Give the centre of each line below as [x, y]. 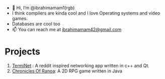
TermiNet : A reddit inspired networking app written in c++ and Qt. [80, 65]
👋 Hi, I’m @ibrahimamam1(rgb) [43, 8]
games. [20, 18]
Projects [23, 52]
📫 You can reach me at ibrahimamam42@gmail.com [67, 29]
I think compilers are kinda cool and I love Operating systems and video [86, 13]
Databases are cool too [36, 24]
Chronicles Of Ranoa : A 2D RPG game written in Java [67, 71]
